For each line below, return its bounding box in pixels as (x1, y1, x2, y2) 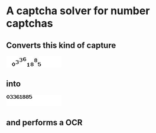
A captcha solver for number (6, 4, 150, 18)
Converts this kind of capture (6, 40, 116, 50)
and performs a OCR (6, 118, 83, 128)
